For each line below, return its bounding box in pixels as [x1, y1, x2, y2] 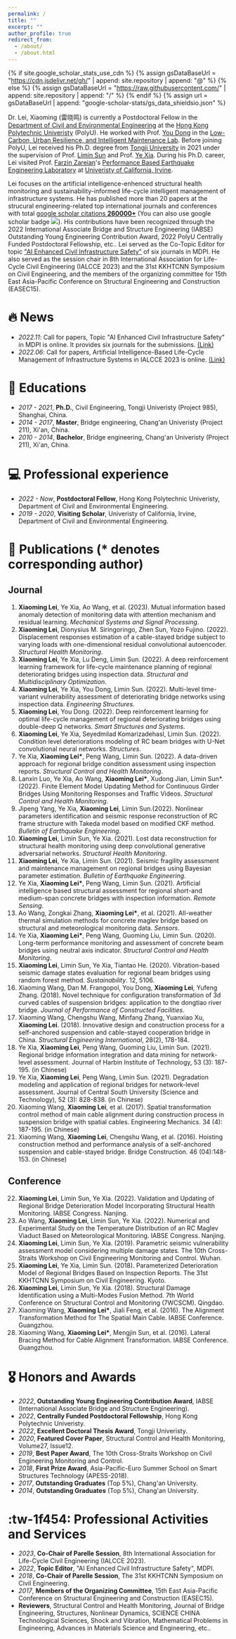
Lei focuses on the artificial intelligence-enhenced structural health [8, 179, 202, 187]
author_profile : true [8, 29, 72, 37]
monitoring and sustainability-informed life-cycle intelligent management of [8, 187, 226, 195]
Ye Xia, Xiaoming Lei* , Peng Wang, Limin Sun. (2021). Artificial [18, 878, 201, 887]
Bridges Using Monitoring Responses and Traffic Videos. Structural [18, 789, 213, 798]
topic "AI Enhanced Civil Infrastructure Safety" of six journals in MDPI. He [8, 247, 221, 256]
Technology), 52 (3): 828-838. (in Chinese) [18, 1095, 143, 1103]
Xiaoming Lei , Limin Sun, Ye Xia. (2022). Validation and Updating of [18, 1194, 215, 1202]
